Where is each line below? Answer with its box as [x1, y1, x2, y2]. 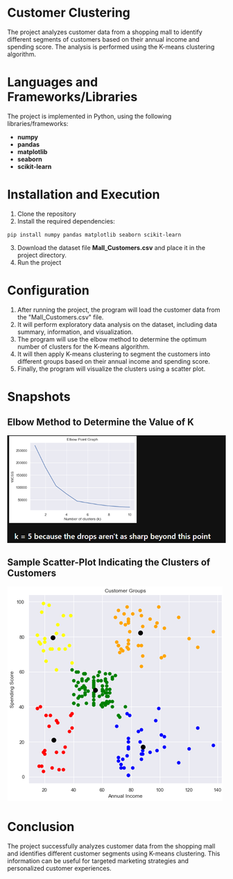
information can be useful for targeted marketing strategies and [7, 856, 189, 865]
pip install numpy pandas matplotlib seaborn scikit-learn [7, 231, 182, 238]
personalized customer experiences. [7, 864, 112, 872]
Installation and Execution [7, 187, 160, 203]
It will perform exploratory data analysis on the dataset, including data [17, 320, 217, 328]
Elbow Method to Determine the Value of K [7, 417, 194, 428]
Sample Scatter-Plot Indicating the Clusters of [7, 557, 211, 569]
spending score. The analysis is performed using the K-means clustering [7, 42, 215, 51]
